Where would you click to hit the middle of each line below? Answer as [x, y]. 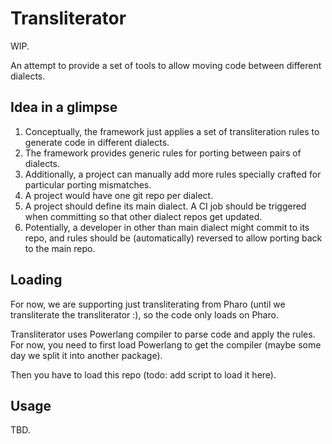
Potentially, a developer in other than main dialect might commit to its [167, 227]
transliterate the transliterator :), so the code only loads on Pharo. [144, 314]
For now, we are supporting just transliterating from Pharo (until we [148, 304]
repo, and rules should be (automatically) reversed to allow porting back [173, 238]
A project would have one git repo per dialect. [119, 195]
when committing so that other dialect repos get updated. [143, 216]
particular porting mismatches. [88, 184]
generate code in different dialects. [97, 142]
